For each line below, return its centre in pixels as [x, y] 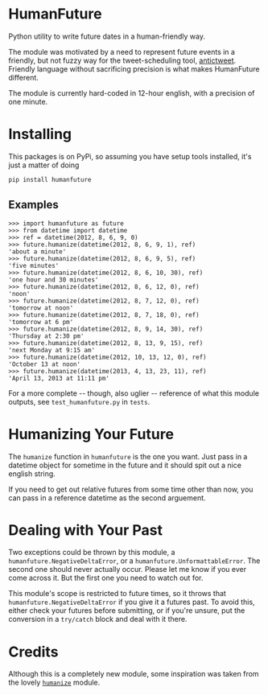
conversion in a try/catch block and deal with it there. [98, 619]
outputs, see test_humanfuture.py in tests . [79, 401]
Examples [33, 205]
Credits [33, 652]
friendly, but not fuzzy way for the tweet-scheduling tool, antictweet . [122, 60]
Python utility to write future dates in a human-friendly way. [107, 36]
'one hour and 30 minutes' [54, 280]
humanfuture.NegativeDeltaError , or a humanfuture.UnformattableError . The [134, 561]
